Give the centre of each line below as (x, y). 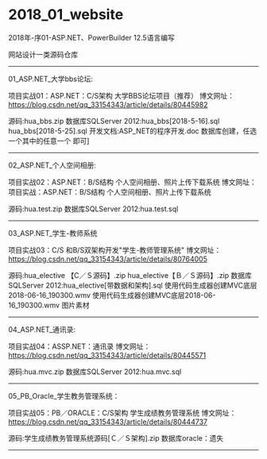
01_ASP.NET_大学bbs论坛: (51, 79)
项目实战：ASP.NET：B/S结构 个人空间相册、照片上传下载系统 (110, 191)
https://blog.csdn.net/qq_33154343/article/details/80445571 (107, 355)
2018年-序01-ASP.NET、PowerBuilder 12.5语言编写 (91, 37)
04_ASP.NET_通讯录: (42, 329)
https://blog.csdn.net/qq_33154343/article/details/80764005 (108, 259)
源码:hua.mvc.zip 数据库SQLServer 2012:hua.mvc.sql (95, 372)
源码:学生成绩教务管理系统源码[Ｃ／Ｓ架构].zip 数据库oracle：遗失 (116, 438)
